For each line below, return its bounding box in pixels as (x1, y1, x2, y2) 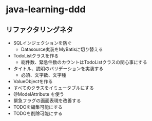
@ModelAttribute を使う (13, 91, 65, 97)
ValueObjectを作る (13, 78, 53, 84)
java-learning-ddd (6, 4, 86, 15)
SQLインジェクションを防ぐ (13, 40, 72, 46)
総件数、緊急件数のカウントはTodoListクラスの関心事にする (21, 59, 148, 65)
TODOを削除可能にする (13, 110, 63, 116)
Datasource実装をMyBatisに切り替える (21, 46, 103, 52)
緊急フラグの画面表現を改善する (13, 97, 81, 104)
